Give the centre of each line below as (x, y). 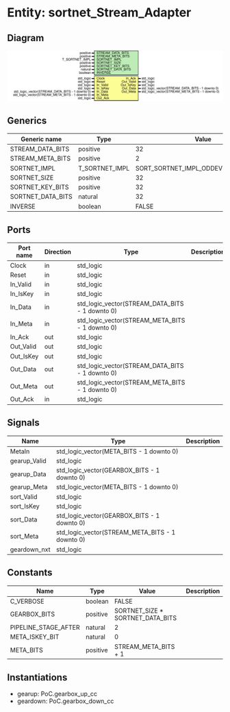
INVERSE (23, 206)
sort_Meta (24, 536)
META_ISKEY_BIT (35, 637)
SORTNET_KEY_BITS (39, 187)
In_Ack (20, 337)
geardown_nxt (30, 549)
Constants (30, 573)
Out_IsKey (24, 356)
